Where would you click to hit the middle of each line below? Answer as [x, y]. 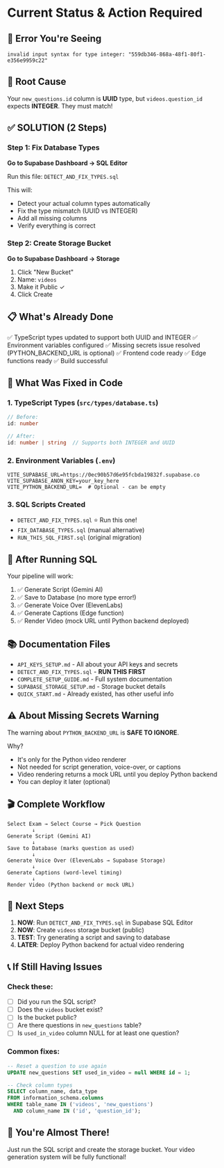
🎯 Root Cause [37, 82]
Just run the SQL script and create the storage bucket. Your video [101, 1149]
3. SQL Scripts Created [46, 504]
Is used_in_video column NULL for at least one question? [98, 1033]
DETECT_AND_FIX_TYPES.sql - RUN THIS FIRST [81, 672]
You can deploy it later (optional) [64, 781]
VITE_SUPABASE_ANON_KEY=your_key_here [63, 481]
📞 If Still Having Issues [55, 967]
